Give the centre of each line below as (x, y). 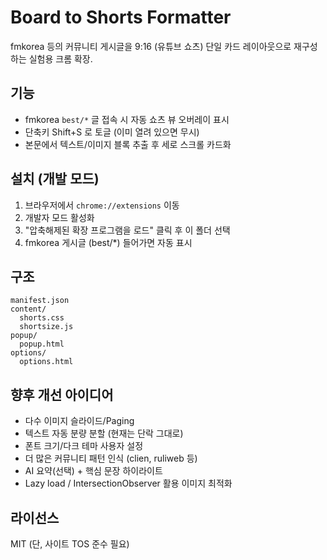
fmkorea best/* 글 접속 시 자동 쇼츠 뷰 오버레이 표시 (127, 119)
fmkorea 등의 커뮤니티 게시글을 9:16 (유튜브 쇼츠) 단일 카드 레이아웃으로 (151, 46)
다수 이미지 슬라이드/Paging (79, 421)
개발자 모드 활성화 (59, 217)
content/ (28, 309)
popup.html (42, 344)
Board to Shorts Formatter (121, 17)
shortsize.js (46, 327)
